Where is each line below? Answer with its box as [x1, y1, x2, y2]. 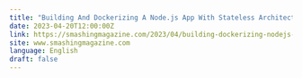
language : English [9, 47, 78, 56]
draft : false [9, 55, 58, 64]
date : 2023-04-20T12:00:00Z [9, 22, 115, 30]
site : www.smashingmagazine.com [9, 38, 130, 48]
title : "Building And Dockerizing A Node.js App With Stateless [9, 13, 255, 22]
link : [9, 30, 30, 39]
